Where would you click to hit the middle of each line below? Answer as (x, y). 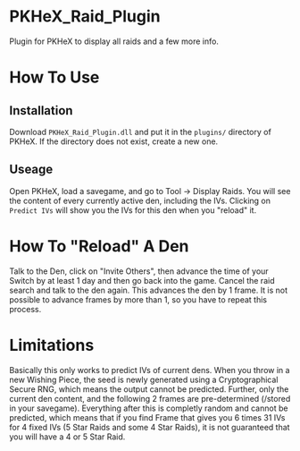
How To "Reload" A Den (99, 246)
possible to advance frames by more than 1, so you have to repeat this (138, 299)
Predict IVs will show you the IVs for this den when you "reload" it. (133, 210)
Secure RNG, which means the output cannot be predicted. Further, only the (149, 389)
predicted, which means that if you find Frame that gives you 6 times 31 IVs (147, 417)
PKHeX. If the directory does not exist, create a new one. (114, 141)
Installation (41, 111)
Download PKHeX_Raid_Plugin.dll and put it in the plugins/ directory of (141, 132)
